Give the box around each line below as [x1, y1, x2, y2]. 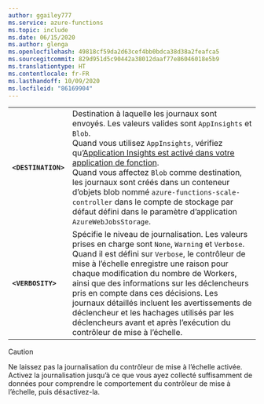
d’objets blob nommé [71, 187, 150, 198]
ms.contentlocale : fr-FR [8, 70, 90, 78]
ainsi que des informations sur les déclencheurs [71, 278, 249, 289]
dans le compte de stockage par [114, 197, 234, 208]
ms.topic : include [8, 26, 68, 34]
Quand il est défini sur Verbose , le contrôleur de [71, 249, 246, 260]
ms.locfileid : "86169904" [8, 84, 93, 93]
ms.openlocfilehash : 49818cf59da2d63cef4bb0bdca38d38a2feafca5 [8, 48, 220, 56]
